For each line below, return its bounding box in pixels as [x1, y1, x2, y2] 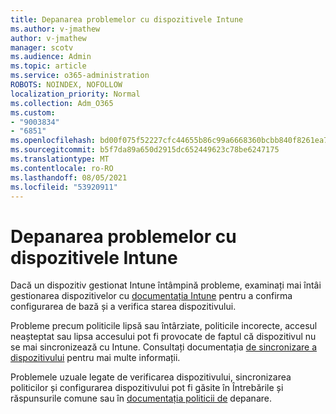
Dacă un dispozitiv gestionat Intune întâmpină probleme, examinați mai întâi [10, 279, 322, 291]
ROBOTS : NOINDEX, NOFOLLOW [10, 80, 123, 90]
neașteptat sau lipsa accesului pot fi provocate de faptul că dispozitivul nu [10, 331, 317, 343]
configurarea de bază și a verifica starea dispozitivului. [10, 301, 237, 313]
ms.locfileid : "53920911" [10, 182, 118, 192]
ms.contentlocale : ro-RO [10, 163, 114, 173]
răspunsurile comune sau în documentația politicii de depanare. [10, 392, 272, 405]
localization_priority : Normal [10, 89, 141, 99]
